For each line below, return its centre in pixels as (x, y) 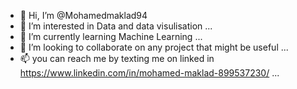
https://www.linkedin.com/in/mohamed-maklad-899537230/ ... (149, 73)
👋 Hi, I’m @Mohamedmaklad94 (83, 15)
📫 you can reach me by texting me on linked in (117, 58)
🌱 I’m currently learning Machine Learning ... (111, 36)
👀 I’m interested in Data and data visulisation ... (116, 26)
